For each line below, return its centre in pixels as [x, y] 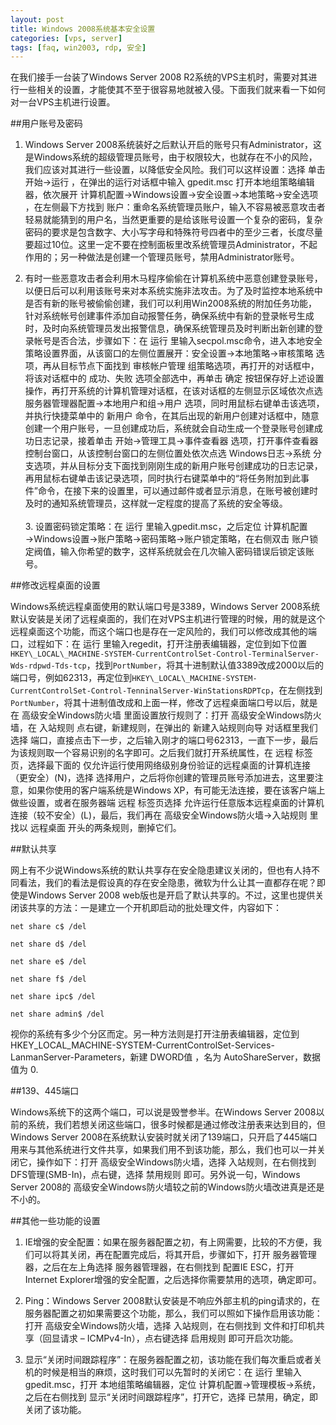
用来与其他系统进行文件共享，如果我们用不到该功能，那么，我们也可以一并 [163, 1150]
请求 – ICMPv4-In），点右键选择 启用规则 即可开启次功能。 [179, 1338]
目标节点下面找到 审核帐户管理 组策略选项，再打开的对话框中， [189, 366]
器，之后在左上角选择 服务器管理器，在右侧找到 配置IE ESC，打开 [159, 1267]
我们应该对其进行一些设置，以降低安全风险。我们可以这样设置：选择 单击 [175, 170]
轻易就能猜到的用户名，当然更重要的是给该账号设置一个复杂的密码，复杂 [173, 220]
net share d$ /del [48, 944]
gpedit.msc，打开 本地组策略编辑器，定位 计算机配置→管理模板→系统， [172, 1385]
